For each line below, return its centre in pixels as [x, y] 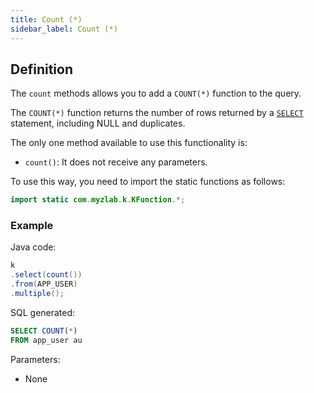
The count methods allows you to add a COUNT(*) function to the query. [156, 93]
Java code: [33, 247]
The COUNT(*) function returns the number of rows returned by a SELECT [157, 113]
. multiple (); [37, 294]
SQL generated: [43, 312]
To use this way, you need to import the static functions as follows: [148, 182]
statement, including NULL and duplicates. [98, 123]
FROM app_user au [46, 340]
